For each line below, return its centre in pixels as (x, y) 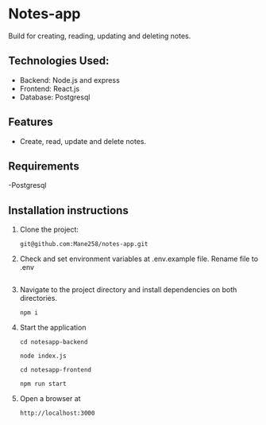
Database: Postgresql (55, 97)
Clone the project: (49, 230)
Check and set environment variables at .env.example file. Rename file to (139, 259)
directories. (39, 298)
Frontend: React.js (50, 88)
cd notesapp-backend (54, 342)
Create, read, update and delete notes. (83, 141)
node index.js (43, 356)
